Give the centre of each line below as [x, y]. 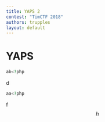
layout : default [26, 28]
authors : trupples [28, 22]
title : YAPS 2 [23, 11]
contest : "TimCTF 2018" [35, 17]
